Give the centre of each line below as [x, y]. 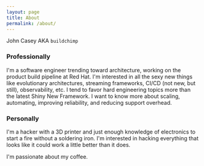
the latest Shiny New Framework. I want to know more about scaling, [93, 96]
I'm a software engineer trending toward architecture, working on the [94, 70]
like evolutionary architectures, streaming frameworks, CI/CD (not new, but [101, 83]
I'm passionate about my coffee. [47, 156]
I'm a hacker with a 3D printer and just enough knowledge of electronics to [101, 132]
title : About [23, 18]
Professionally [29, 57]
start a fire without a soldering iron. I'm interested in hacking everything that [102, 138]
